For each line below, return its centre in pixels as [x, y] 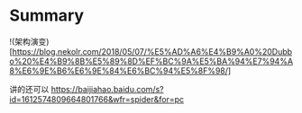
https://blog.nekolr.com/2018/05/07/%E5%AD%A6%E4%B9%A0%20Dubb [152, 51]
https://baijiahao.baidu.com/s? [107, 89]
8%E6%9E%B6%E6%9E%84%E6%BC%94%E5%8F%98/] [120, 70]
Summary [46, 16]
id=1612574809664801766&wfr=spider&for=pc [97, 99]
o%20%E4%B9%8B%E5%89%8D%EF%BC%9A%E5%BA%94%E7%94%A [151, 61]
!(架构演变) [29, 41]
